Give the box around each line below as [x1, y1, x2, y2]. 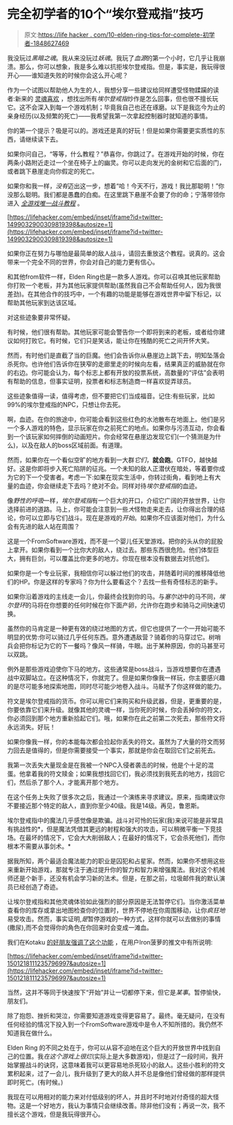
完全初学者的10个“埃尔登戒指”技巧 [7, 6, 203, 22]
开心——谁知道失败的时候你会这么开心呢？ [7, 71, 129, 80]
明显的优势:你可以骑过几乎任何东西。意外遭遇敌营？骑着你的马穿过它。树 [7, 633, 216, 641]
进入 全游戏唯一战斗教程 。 [7, 198, 84, 207]
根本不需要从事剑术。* [7, 842, 71, 850]
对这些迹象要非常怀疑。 [7, 313, 74, 322]
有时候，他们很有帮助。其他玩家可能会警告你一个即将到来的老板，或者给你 [7, 328, 219, 336]
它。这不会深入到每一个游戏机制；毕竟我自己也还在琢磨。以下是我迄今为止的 [7, 103, 225, 111]
